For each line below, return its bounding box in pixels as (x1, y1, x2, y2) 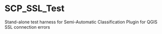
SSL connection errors (4, 24, 50, 30)
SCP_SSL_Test (4, 3, 65, 14)
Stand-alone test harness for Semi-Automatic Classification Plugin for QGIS (4, 19, 158, 25)
